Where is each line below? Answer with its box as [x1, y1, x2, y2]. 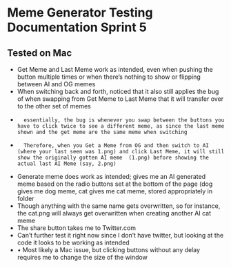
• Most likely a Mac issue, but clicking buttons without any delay [17, 246, 201, 253]
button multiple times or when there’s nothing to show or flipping [17, 73, 201, 81]
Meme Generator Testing [7, 5, 153, 21]
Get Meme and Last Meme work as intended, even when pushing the [17, 66, 213, 73]
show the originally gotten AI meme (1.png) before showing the [17, 154, 209, 161]
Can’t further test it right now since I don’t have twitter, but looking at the [17, 231, 224, 239]
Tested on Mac [7, 47, 72, 59]
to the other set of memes [17, 102, 91, 110]
